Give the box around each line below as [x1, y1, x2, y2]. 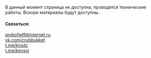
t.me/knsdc [5, 42, 28, 49]
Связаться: [5, 21, 30, 27]
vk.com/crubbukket [5, 37, 46, 43]
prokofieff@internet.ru [5, 32, 51, 38]
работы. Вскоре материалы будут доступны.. [5, 9, 101, 15]
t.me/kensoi [5, 48, 30, 54]
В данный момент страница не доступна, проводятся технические [5, 4, 147, 10]
